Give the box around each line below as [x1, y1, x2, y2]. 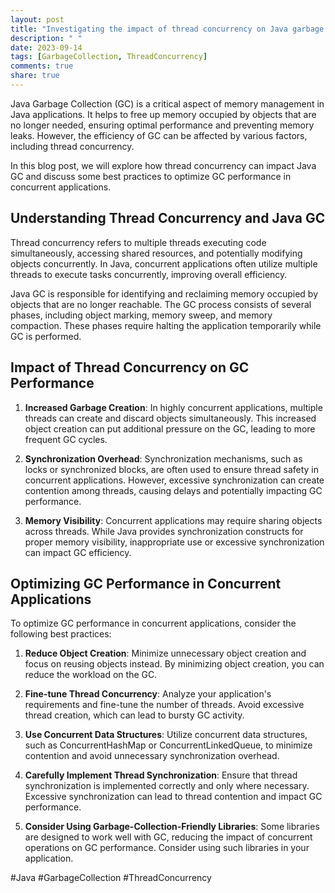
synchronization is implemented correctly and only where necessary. [24, 780, 310, 792]
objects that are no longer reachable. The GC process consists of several [10, 298, 312, 310]
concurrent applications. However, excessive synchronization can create [24, 474, 325, 486]
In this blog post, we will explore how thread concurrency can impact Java [10, 159, 317, 171]
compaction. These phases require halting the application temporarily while [10, 319, 322, 331]
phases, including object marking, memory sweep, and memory [10, 309, 273, 321]
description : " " [10, 33, 83, 43]
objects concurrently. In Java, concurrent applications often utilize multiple [10, 257, 318, 270]
